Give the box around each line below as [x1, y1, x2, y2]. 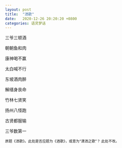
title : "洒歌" [5, 12, 35, 17]
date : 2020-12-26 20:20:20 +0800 [5, 16, 77, 21]
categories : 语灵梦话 [5, 21, 46, 26]
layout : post [5, 7, 32, 12]
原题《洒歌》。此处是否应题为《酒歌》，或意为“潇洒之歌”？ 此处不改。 [5, 139, 119, 144]
